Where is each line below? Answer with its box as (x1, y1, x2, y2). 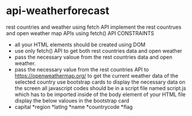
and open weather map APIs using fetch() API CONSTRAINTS (6, 29, 155, 36)
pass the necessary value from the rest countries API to (14, 66, 149, 73)
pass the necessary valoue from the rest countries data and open (14, 53, 173, 60)
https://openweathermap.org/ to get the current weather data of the (14, 72, 179, 79)
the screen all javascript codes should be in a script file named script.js (14, 84, 186, 91)
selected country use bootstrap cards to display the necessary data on (14, 78, 186, 86)
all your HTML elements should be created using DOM (14, 41, 146, 48)
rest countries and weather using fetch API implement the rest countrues (6, 23, 181, 30)
